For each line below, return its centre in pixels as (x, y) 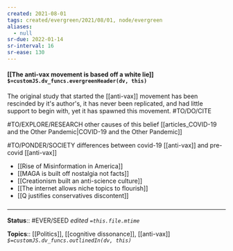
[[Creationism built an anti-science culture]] (80, 181)
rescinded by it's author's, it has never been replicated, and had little (105, 104)
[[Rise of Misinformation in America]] (70, 166)
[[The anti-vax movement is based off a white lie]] (80, 74)
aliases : (20, 26)
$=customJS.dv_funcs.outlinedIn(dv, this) (69, 241)
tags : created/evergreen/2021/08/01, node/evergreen (85, 20)
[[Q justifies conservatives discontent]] (73, 196)
